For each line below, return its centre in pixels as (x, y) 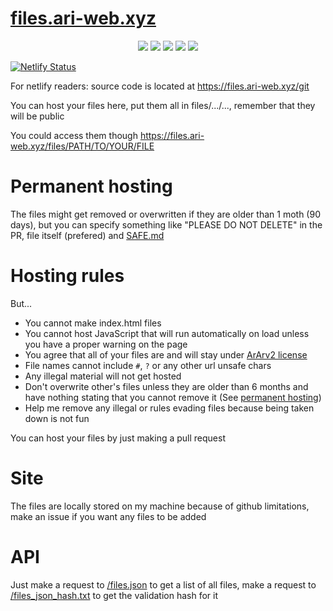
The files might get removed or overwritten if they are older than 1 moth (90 (165, 214)
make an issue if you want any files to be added (108, 516)
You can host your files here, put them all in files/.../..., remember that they (163, 105)
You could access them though (74, 135)
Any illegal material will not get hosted (103, 376)
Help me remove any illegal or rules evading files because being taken (169, 408)
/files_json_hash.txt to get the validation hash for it (114, 595)
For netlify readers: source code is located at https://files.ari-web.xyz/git (160, 86)
